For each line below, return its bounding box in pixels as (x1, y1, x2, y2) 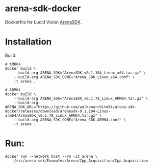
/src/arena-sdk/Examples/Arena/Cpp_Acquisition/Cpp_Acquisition (14, 158, 148, 163)
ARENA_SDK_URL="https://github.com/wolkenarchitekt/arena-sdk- (5, 105, 137, 109)
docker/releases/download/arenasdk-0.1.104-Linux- (5, 108, 111, 114)
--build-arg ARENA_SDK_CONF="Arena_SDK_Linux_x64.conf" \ (14, 74, 135, 80)
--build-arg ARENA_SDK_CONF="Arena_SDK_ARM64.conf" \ (14, 117, 126, 122)
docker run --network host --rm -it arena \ (5, 154, 98, 159)
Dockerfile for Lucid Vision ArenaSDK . (5, 19, 82, 25)
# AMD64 (5, 62, 21, 66)
